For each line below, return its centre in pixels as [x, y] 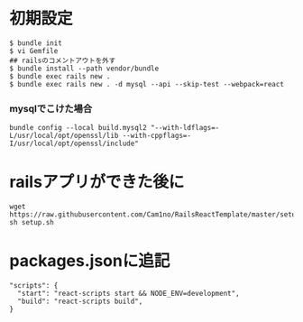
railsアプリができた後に [97, 182]
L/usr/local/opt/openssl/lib [64, 136]
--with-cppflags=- [157, 136]
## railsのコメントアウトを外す [63, 60]
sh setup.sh [32, 223]
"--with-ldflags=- [185, 128]
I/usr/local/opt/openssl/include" [74, 144]
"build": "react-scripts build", [80, 302]
